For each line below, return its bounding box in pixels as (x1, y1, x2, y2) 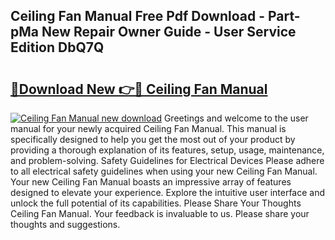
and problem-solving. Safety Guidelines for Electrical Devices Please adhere (10, 155, 325, 166)
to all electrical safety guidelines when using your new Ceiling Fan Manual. (10, 165, 318, 177)
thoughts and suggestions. (10, 219, 121, 230)
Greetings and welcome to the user (163, 112, 309, 124)
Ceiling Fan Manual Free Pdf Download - (10, 8, 266, 25)
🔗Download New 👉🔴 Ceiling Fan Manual (10, 80, 268, 98)
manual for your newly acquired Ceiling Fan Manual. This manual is (10, 123, 287, 134)
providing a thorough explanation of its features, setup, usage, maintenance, (10, 144, 325, 156)
